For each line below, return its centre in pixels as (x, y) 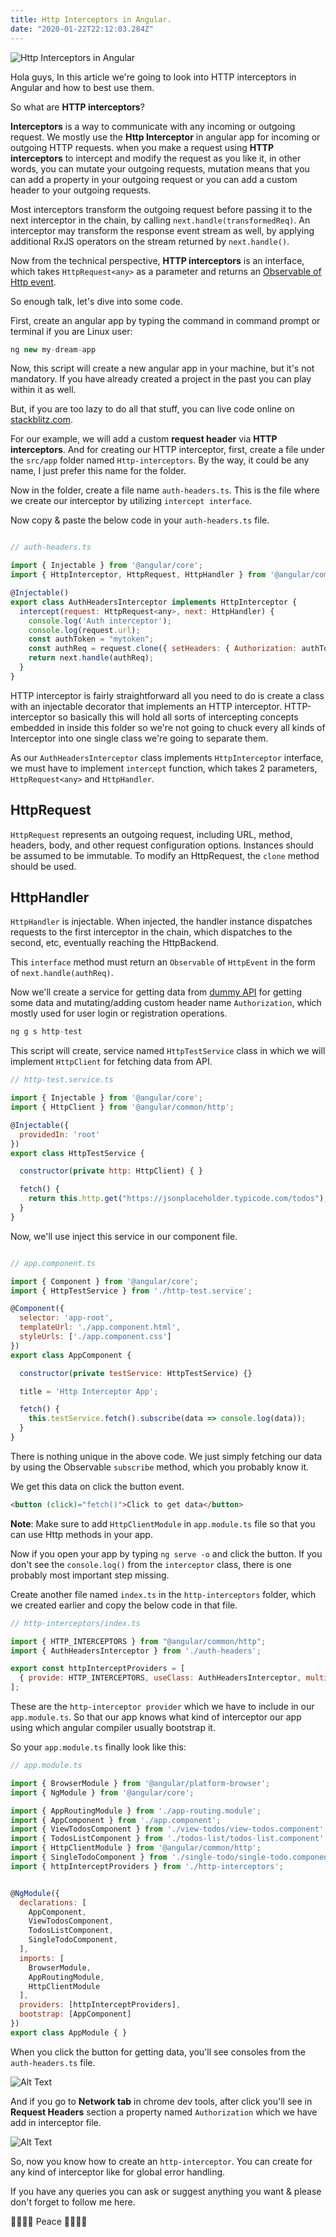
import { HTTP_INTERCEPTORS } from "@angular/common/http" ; (138, 1641)
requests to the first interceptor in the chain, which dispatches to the (151, 932)
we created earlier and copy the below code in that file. (124, 1605)
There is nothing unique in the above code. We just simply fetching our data (166, 1456)
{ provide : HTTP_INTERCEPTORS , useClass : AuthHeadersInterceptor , (160, 1678)
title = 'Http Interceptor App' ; (89, 1391)
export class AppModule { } (69, 2032)
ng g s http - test (46, 1032)
